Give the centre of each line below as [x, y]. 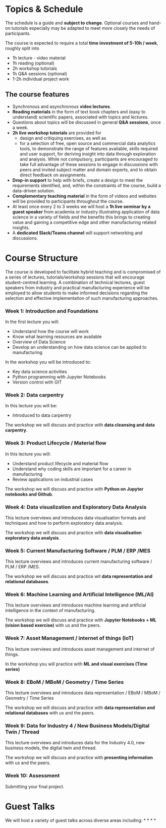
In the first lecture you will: [32, 322]
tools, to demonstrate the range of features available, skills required [89, 148]
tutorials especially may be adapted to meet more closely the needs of [83, 28]
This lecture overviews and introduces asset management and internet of [80, 649]
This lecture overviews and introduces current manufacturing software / [79, 561]
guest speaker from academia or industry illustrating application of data [86, 212]
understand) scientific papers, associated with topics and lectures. [80, 117]
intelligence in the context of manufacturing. [50, 610]
